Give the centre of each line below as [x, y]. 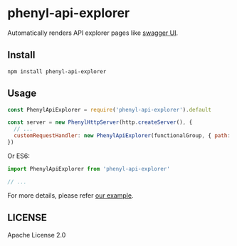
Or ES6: [19, 156]
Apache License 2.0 [37, 235]
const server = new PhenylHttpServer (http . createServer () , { [100, 122]
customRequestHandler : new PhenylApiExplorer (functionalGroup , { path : [122, 136]
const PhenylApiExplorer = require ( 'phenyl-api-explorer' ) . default [110, 109]
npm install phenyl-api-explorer [57, 71]
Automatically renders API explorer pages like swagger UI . [93, 33]
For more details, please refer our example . [70, 195]
